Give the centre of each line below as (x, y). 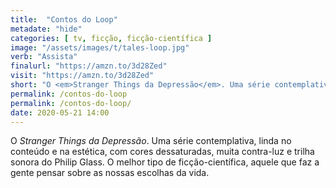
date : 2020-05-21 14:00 (60, 112)
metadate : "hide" (46, 29)
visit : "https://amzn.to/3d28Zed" (82, 76)
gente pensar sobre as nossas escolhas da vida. (110, 173)
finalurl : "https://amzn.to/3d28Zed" (89, 66)
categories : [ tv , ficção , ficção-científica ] (111, 38)
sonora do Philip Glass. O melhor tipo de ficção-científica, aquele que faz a (165, 162)
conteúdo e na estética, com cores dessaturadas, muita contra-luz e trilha (162, 152)
